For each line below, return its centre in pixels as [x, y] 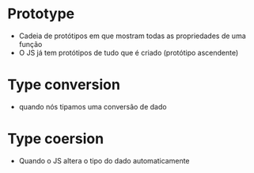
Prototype [41, 14]
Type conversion [64, 85]
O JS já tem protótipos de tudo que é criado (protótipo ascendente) [129, 52]
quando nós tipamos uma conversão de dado [93, 106]
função [30, 44]
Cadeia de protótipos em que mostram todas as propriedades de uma [132, 36]
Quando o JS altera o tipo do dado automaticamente [104, 160]
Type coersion [56, 139]
